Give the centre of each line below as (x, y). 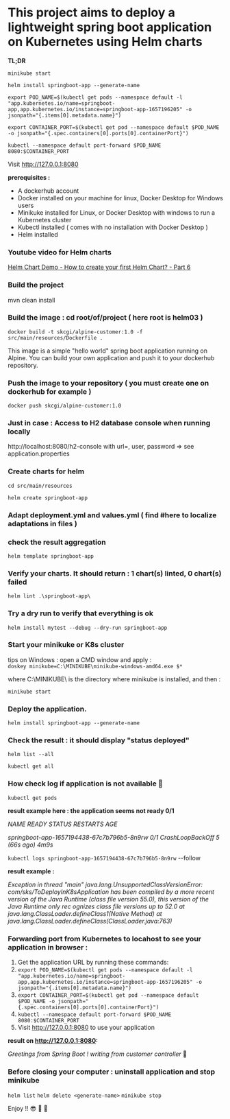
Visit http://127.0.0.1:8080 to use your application (86, 1028)
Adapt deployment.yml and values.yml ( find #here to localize (112, 515)
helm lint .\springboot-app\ (49, 596)
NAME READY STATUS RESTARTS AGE (63, 824)
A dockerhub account (48, 191)
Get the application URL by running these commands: (93, 963)
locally (19, 432)
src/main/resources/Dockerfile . (55, 338)
